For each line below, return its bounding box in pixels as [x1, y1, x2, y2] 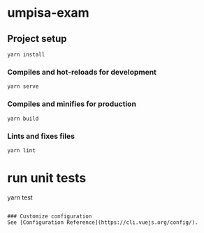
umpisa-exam [7, 5, 89, 21]
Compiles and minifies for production [7, 99, 136, 109]
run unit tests [7, 170, 87, 186]
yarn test [7, 193, 33, 202]
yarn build [7, 115, 39, 122]
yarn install [7, 51, 45, 58]
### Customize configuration [7, 213, 92, 220]
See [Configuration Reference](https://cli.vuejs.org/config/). [7, 218, 198, 226]
